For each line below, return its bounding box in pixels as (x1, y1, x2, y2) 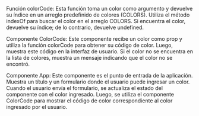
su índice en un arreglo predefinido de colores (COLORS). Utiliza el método (6, 11, 190, 18)
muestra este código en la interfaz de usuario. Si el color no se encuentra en (6, 48, 194, 55)
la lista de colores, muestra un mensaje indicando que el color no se (6, 54, 173, 61)
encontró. (6, 60, 30, 67)
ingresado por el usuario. (6, 104, 68, 110)
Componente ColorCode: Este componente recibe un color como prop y (6, 36, 182, 42)
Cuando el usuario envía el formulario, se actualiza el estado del (6, 85, 163, 91)
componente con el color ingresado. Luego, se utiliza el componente (6, 91, 174, 98)
